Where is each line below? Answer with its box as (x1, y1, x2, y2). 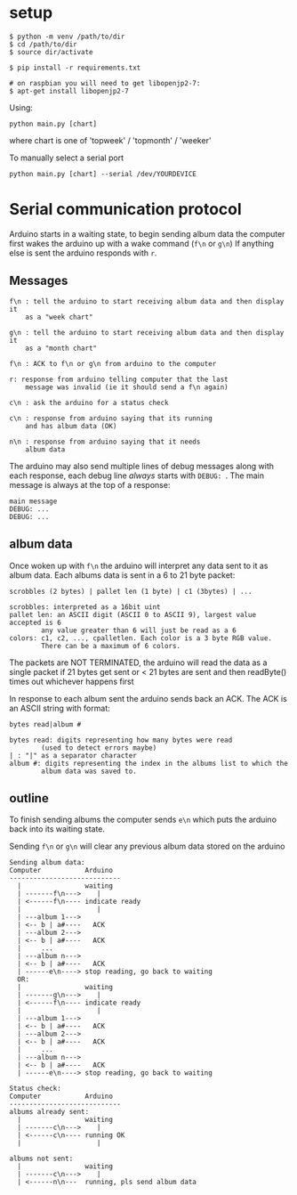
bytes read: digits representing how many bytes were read (9, 736, 233, 744)
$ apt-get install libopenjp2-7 (9, 86, 129, 95)
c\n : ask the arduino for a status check (9, 398, 169, 407)
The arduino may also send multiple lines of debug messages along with (9, 460, 274, 471)
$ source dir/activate (9, 47, 93, 56)
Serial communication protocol (9, 199, 242, 220)
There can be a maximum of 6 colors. (41, 641, 181, 650)
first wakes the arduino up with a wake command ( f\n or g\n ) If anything (9, 238, 274, 248)
